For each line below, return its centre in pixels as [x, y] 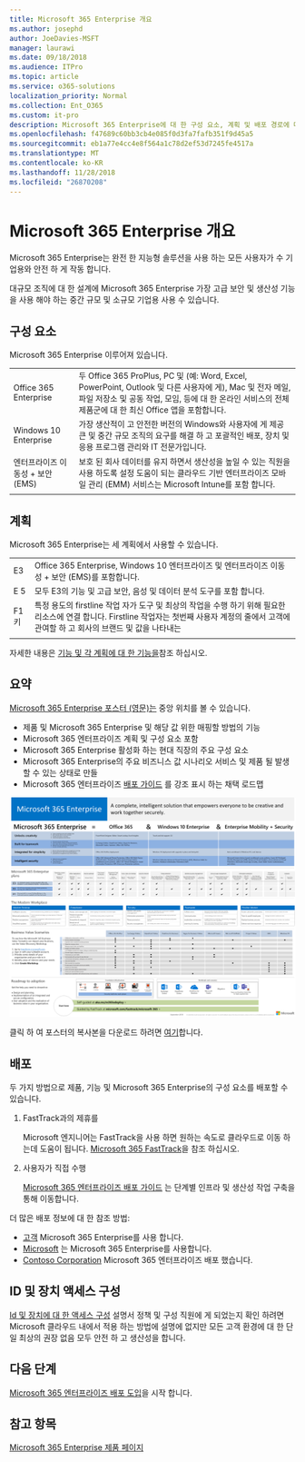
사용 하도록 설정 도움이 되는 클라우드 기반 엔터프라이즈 [174, 472]
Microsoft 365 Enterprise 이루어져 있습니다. [89, 355]
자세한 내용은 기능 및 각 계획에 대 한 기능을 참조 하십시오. [108, 653]
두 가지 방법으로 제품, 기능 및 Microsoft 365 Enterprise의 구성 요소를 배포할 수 [149, 1088]
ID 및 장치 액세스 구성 [65, 1292]
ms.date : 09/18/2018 [49, 58]
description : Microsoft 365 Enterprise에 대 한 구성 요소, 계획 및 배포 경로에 [150, 124]
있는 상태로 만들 [70, 772]
